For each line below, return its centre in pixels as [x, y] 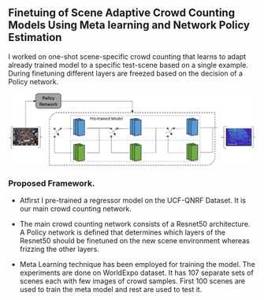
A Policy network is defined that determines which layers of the [123, 232]
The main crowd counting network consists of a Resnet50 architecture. [135, 224]
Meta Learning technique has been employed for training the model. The [138, 265]
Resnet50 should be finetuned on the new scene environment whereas [134, 241]
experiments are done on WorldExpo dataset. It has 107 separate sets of [136, 273]
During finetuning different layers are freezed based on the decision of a [125, 73]
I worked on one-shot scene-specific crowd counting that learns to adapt [127, 56]
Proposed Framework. [52, 183]
